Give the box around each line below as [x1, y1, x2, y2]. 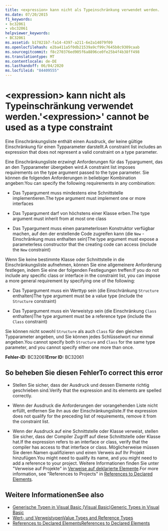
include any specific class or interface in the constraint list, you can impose [5, 272, 160, 278]
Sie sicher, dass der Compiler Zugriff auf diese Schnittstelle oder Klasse [12, 433, 161, 440]
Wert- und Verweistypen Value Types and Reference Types [12, 514, 133, 520]
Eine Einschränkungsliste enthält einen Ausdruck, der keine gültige [5, 138, 143, 144]
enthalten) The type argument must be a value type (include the [12, 292, 143, 299]
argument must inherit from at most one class [12, 216, 106, 222]
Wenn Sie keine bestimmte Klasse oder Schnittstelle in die [5, 256, 125, 262]
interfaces [12, 200, 33, 206]
